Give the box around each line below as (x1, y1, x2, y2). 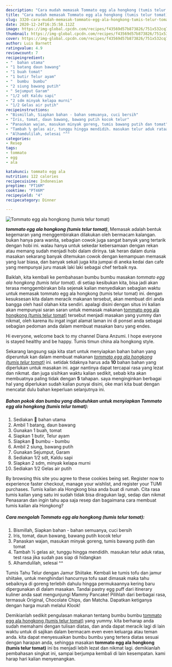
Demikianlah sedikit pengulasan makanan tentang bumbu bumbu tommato (6, 612, 162, 618)
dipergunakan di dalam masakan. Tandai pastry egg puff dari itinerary (6, 586, 153, 592)
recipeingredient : (6, 55, 45, 60)
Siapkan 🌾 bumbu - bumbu (13, 438, 70, 444)
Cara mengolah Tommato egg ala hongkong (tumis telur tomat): (6, 514, 145, 520)
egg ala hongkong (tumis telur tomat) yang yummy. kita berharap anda (6, 617, 154, 623)
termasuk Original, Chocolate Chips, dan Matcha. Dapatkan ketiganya (6, 597, 152, 603)
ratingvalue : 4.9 (6, 46, 43, 51)
